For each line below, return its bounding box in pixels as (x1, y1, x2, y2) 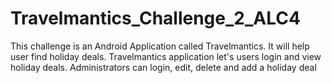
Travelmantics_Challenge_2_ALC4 (10, 7, 301, 30)
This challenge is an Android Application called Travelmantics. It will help (10, 40, 310, 52)
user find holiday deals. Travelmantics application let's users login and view (10, 50, 322, 62)
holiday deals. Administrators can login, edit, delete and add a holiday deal (10, 61, 317, 73)
